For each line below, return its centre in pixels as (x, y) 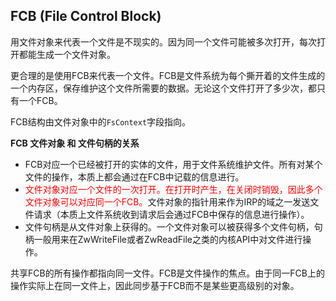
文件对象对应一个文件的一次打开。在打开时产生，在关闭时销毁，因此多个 (173, 189)
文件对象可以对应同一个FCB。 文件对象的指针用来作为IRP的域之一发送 (167, 201)
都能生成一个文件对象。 (67, 54)
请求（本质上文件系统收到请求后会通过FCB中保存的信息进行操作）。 (171, 214)
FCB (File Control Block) (86, 16)
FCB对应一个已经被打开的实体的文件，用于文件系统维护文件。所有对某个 (173, 164)
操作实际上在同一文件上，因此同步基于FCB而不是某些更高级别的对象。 (155, 285)
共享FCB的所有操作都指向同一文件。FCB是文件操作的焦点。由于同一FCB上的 (167, 273)
